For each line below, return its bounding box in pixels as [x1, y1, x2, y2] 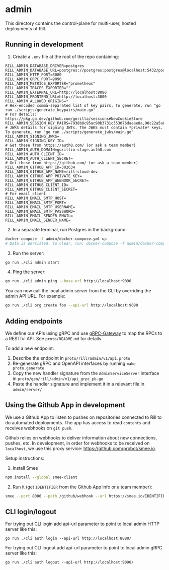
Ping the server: [12, 269, 46, 275]
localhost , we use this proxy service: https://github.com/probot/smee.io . [5, 445, 157, 452]
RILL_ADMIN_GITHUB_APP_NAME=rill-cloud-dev [5, 169, 98, 174]
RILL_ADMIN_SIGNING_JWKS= [5, 134, 59, 139]
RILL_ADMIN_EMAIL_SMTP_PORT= [5, 200, 66, 205]
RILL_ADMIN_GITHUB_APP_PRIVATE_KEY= [5, 173, 82, 178]
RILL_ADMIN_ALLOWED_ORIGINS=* [5, 98, 69, 104]
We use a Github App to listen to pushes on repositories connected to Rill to [5, 414, 162, 420]
